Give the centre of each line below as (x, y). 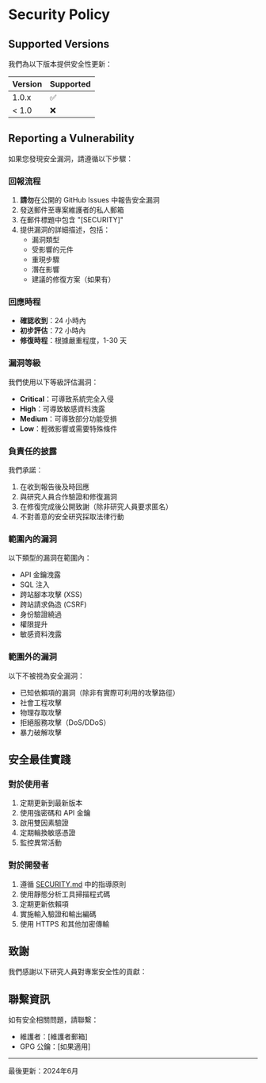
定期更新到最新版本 (51, 803)
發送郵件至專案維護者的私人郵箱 (72, 210)
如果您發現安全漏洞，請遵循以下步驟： (70, 158)
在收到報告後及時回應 (54, 487)
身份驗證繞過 (40, 615)
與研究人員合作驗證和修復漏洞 (68, 497)
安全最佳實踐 (40, 759)
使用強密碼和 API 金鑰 (55, 813)
